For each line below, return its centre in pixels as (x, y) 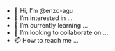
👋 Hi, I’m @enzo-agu (44, 11)
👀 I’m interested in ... (43, 18)
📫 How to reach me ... (46, 40)
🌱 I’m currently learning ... (51, 25)
